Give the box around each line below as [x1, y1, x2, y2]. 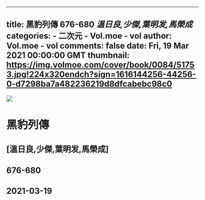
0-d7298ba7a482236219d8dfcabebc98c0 [6, 79, 173, 89]
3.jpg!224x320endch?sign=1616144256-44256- [6, 70, 196, 80]
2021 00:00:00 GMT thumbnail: [6, 50, 130, 61]
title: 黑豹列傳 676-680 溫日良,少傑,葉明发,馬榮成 [6, 20, 193, 30]
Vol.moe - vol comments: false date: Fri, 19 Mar [6, 41, 189, 51]
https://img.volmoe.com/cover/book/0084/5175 [6, 60, 195, 70]
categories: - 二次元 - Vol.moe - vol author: [6, 31, 172, 41]
